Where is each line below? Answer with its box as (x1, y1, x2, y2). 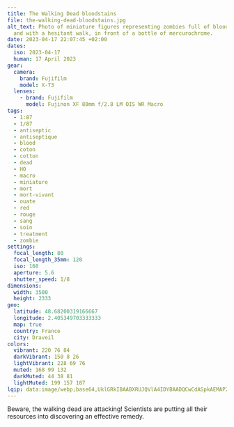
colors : (7, 341, 30, 348)
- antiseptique (13, 133, 58, 140)
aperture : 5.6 (13, 269, 54, 276)
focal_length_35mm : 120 (13, 256, 82, 263)
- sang (13, 217, 33, 224)
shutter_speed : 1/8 (13, 276, 70, 283)
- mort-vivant (13, 192, 54, 199)
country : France (13, 327, 61, 334)
